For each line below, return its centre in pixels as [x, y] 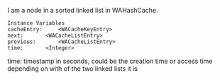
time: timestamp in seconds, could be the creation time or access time [110, 61]
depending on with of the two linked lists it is [73, 69]
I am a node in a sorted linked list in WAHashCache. [83, 10]
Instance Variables [36, 23]
